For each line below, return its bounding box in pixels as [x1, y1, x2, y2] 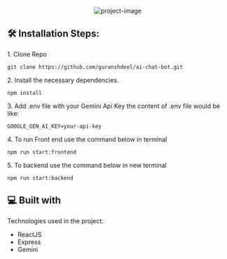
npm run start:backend [7, 174, 74, 182]
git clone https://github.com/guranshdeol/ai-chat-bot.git [7, 63, 184, 70]
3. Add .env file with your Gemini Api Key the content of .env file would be [7, 102, 221, 110]
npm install [7, 89, 42, 96]
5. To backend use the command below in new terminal [7, 161, 167, 169]
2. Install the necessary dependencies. [7, 76, 119, 84]
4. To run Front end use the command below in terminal [7, 135, 167, 143]
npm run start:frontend [7, 148, 77, 156]
